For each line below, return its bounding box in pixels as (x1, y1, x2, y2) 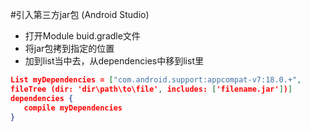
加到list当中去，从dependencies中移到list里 (24, 55, 204, 67)
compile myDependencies (23, 103, 123, 113)
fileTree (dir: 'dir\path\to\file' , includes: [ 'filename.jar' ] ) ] (10, 84, 293, 94)
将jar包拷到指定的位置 (24, 43, 115, 54)
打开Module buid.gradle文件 (24, 30, 141, 42)
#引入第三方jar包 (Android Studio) (10, 9, 150, 20)
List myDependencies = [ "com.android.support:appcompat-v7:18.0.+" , (10, 75, 302, 85)
